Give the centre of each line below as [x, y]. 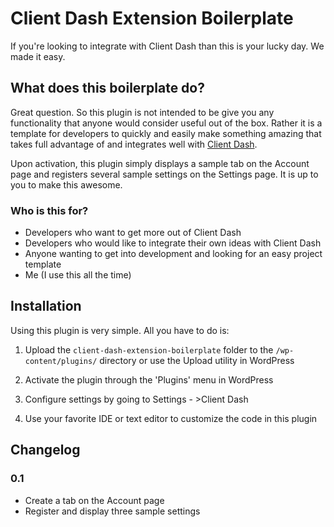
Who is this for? [49, 210]
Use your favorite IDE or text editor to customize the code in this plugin [171, 418]
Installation [46, 306]
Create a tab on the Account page [94, 500]
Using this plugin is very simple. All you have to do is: [120, 330]
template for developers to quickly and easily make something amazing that [166, 133]
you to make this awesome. [66, 184]
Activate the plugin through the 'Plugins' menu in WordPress [149, 379]
